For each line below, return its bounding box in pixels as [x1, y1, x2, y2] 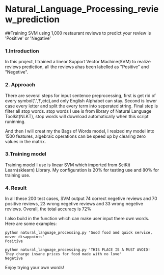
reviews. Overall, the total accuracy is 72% [5, 206, 92, 212]
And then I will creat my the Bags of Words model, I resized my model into [5, 128, 155, 134]
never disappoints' [5, 234, 45, 240]
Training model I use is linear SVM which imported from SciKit [5, 162, 131, 168]
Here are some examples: [5, 221, 57, 226]
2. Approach [5, 81, 35, 88]
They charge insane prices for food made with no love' [5, 251, 122, 257]
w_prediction [5, 14, 60, 25]
